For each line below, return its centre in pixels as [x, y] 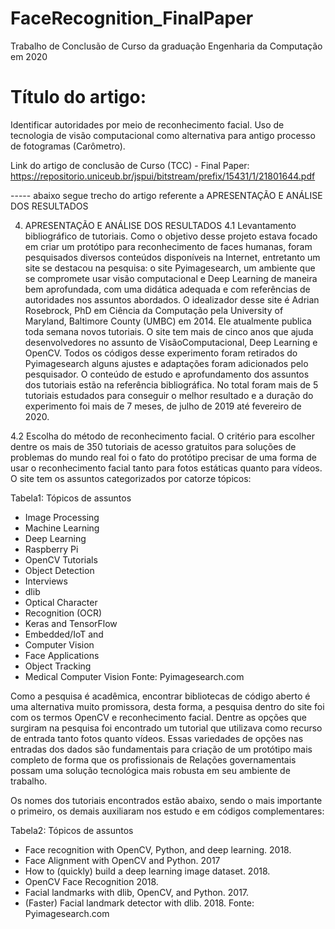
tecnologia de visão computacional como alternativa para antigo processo [163, 135]
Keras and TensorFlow [71, 623]
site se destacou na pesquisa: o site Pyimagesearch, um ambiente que [170, 268]
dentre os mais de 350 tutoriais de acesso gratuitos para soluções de [153, 446]
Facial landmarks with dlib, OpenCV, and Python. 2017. [137, 892]
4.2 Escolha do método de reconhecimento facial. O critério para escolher [162, 436]
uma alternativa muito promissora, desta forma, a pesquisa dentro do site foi [167, 706]
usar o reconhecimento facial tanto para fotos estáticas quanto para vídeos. [166, 468]
